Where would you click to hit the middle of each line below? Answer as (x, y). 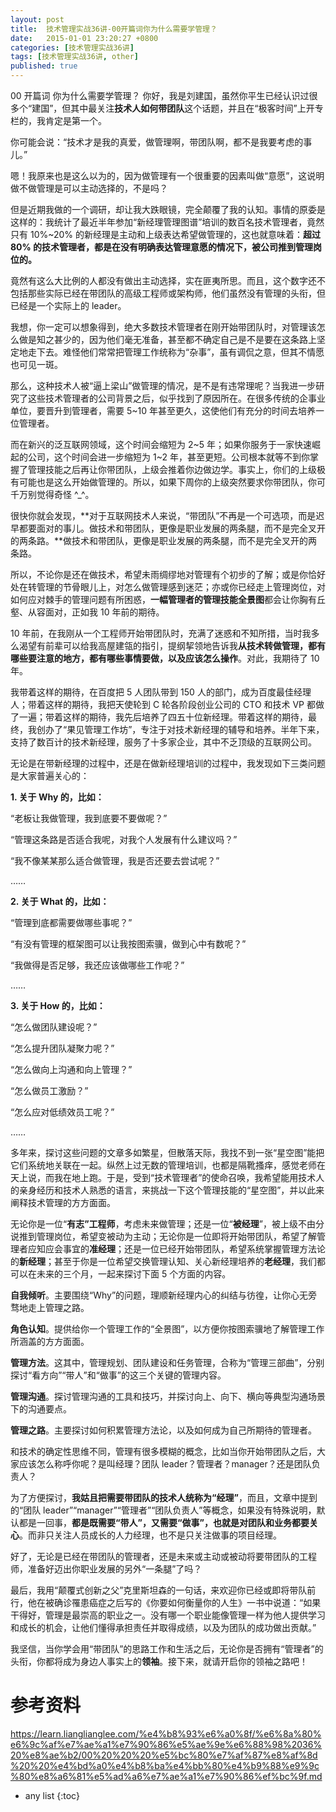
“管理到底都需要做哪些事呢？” (71, 922)
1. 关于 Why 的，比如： (57, 797)
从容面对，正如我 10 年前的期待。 (96, 612)
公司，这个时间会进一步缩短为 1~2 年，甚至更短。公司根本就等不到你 (168, 457)
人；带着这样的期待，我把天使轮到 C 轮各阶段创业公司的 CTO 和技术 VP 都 (163, 704)
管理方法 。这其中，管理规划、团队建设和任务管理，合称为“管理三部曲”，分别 (167, 1362)
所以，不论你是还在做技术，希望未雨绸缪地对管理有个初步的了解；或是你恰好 (168, 574)
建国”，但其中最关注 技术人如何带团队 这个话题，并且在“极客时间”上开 (173, 108)
